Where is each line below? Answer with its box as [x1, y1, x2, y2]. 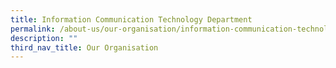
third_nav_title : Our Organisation [10, 42, 159, 53]
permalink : [10, 24, 56, 34]
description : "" [10, 33, 78, 43]
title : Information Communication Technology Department [10, 14, 253, 25]
